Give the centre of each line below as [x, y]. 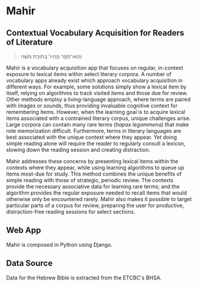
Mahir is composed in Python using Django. [59, 244]
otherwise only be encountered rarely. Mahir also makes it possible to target [99, 199]
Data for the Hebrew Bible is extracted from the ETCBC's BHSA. [84, 278]
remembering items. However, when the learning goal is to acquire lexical [96, 112]
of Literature [30, 42]
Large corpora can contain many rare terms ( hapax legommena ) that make [98, 125]
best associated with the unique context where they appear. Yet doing [92, 137]
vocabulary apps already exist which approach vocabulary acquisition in [94, 80]
